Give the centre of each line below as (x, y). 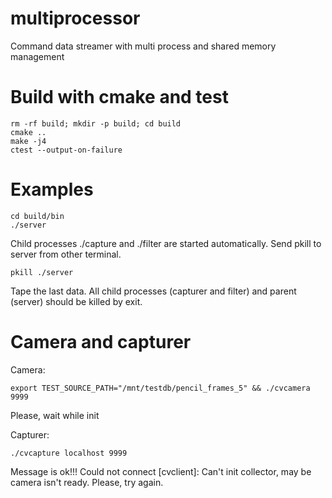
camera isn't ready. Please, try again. (87, 482)
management (37, 56)
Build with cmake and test (119, 97)
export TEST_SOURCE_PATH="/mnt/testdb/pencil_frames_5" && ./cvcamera (160, 388)
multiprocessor (75, 18)
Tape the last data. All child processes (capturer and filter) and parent (153, 291)
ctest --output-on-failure (66, 150)
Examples (52, 189)
